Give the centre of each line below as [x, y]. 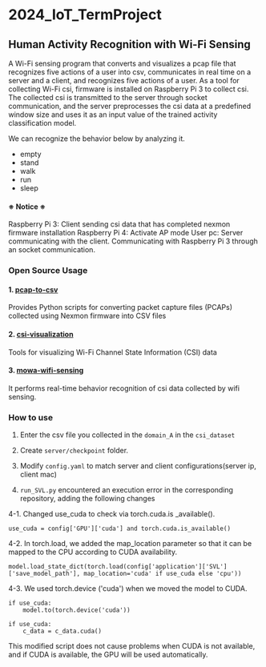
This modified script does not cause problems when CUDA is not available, [132, 646]
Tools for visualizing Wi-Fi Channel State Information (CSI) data [113, 352]
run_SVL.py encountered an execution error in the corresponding [127, 490]
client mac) [38, 475]
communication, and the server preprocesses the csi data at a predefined [130, 106]
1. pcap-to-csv [33, 289]
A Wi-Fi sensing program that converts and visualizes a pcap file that [122, 63]
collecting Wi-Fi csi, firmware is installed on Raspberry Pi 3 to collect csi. [129, 89]
